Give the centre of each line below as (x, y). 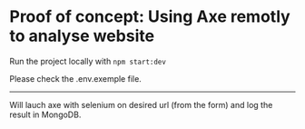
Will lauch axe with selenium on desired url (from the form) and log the (141, 104)
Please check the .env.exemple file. (76, 78)
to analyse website (82, 36)
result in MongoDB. (45, 114)
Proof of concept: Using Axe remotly (150, 17)
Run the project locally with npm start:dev (88, 61)
